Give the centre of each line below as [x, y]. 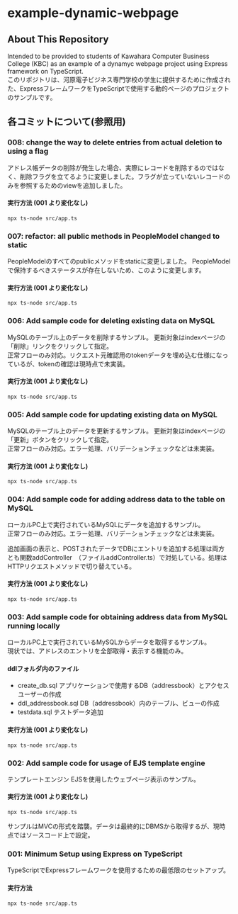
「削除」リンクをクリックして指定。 [60, 346]
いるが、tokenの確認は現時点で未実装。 [71, 363]
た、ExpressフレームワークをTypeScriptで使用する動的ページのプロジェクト [119, 89]
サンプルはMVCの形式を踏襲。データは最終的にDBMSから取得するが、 [110, 826]
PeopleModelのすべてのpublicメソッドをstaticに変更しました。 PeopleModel [119, 261]
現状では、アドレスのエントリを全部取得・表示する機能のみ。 [97, 651]
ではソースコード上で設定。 [53, 835]
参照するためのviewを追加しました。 [73, 185]
